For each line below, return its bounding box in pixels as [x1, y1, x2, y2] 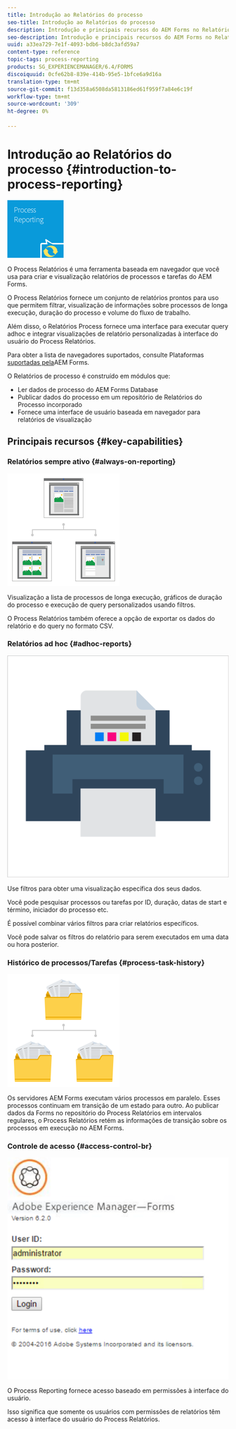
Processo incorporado [17, 400, 83, 408]
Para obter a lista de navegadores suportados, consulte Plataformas [7, 351, 204, 359]
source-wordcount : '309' [7, 101, 80, 108]
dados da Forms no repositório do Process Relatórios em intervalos [7, 1109, 202, 1117]
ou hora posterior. [7, 940, 59, 948]
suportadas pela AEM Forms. [7, 358, 90, 366]
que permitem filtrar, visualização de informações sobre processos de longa [7, 301, 228, 309]
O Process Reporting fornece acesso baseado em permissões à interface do [7, 1387, 229, 1395]
